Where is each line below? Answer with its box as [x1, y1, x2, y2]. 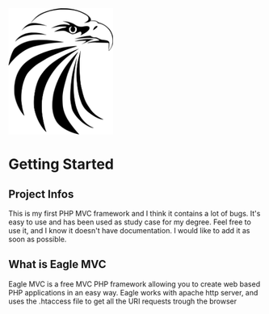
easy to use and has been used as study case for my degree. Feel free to [8, 217, 252, 227]
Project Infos [8, 187, 74, 201]
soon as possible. [8, 234, 67, 244]
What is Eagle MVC [8, 257, 107, 271]
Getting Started [8, 155, 115, 174]
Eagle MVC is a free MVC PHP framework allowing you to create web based [8, 278, 261, 289]
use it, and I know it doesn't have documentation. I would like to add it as [8, 226, 250, 235]
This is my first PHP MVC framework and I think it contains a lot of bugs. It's [8, 209, 261, 218]
